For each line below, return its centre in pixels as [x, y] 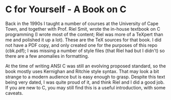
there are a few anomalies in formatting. [47, 56]
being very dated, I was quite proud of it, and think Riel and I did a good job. [85, 82]
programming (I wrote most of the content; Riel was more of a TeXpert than [84, 34]
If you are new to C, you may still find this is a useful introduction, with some [86, 87]
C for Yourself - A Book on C [66, 9]
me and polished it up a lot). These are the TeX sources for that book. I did [83, 40]
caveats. [14, 93]
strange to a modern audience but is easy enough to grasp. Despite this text [85, 77]
